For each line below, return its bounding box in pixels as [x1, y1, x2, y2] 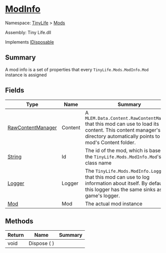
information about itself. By [85, 180, 148, 187]
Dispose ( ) [29, 240, 54, 247]
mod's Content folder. [85, 139, 136, 146]
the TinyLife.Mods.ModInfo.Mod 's [85, 153, 162, 160]
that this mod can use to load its [85, 120, 159, 127]
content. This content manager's [85, 126, 161, 133]
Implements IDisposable [5, 39, 54, 45]
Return [7, 232, 24, 239]
